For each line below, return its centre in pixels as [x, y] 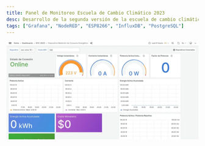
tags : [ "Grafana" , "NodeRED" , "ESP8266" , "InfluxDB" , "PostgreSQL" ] [95, 26]
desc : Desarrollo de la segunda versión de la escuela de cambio [91, 19]
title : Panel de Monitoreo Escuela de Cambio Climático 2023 [86, 13]
